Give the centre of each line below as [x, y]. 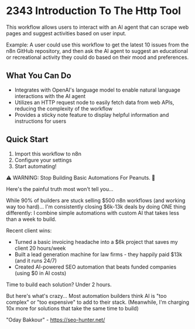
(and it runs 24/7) [36, 260]
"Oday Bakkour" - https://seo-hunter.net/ [56, 320]
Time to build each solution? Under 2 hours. [59, 284]
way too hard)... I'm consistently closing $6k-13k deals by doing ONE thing [96, 206]
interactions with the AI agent [50, 96]
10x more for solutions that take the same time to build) [72, 308]
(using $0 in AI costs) [40, 273]
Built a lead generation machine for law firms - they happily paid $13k [98, 254]
